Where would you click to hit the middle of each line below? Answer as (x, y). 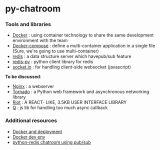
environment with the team (40, 40)
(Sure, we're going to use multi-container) (55, 51)
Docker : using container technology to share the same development (83, 35)
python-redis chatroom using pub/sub (51, 142)
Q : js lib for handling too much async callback (60, 107)
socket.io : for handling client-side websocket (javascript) (72, 67)
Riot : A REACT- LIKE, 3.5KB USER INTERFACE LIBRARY (69, 102)
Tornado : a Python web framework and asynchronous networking (81, 92)
